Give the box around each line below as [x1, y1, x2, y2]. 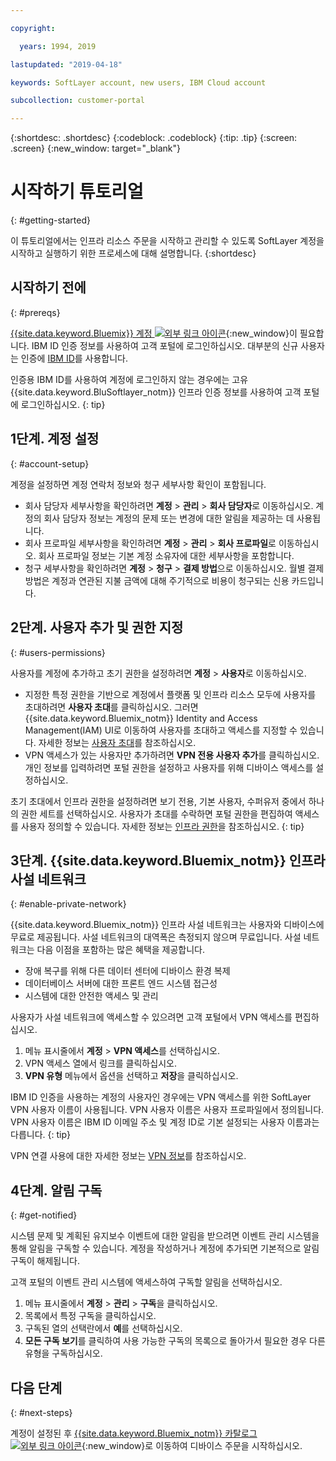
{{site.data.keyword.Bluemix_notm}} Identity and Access [24, 712, 258, 724]
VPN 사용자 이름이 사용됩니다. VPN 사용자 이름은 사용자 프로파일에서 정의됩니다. [10, 1104, 325, 1116]
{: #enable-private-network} [10, 898, 127, 910]
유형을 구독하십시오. [24, 1347, 103, 1360]
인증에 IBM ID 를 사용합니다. [20, 352, 129, 364]
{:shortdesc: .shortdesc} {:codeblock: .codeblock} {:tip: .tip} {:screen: [10, 132, 298, 144]
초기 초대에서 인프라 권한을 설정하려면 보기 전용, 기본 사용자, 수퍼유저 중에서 [10, 795, 307, 807]
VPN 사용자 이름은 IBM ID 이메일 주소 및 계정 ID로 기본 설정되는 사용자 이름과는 [10, 1116, 320, 1128]
